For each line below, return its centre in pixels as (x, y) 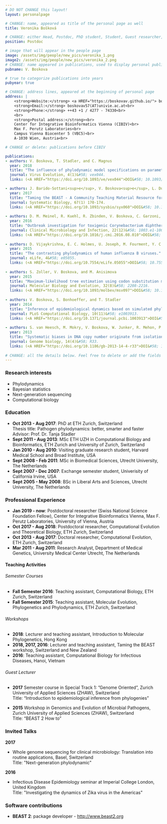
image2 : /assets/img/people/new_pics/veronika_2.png (61, 60)
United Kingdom (29, 787)
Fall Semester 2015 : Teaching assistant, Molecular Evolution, (75, 602)
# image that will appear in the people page (53, 51)
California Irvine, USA (34, 476)
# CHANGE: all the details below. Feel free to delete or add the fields (83, 355)
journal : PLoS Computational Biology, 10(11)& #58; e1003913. (74, 314)
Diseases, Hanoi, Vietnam (39, 661)
